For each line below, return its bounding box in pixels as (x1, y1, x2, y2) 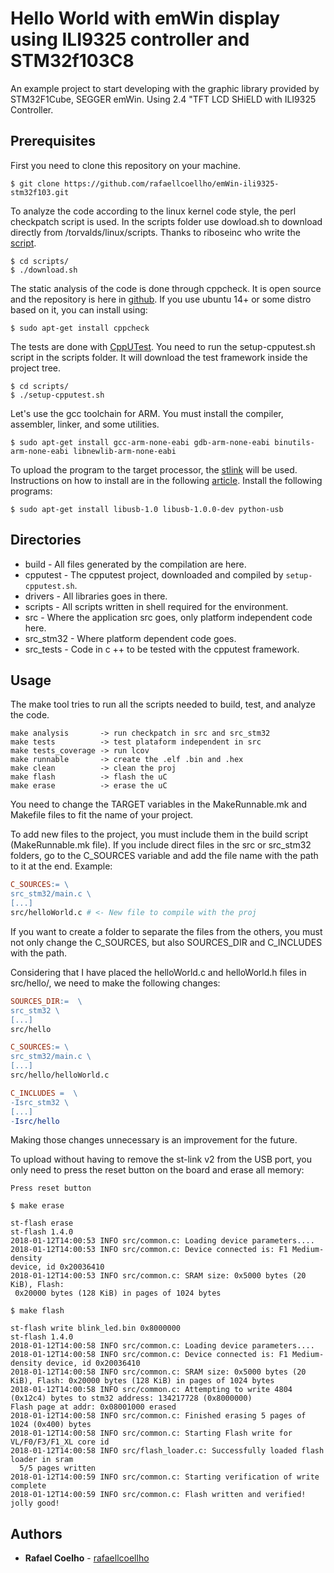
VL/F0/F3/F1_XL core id (10, 1437, 110, 1447)
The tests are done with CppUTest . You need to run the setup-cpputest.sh (10, 340, 316, 352)
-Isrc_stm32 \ (10, 1097, 70, 1107)
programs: (10, 485, 53, 497)
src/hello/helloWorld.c (10, 1070, 110, 1080)
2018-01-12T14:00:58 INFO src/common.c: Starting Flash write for (10, 1428, 293, 1439)
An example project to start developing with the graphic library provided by (10, 82, 320, 94)
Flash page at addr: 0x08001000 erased (10, 1402, 177, 1412)
